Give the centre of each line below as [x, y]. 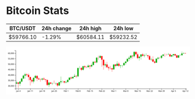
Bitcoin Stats [38, 11]
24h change [57, 29]
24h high [90, 29]
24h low [123, 29]
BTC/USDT [23, 29]
